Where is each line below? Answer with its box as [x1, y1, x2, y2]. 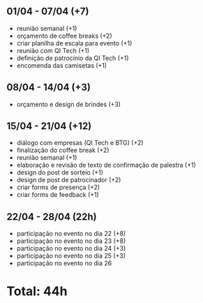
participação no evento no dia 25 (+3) [16, 251, 126, 260]
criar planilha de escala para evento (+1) [16, 38, 133, 47]
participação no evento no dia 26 [16, 259, 112, 267]
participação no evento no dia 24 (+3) [16, 244, 126, 253]
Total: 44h [6, 283, 68, 300]
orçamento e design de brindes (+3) [16, 100, 121, 108]
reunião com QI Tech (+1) [16, 46, 90, 54]
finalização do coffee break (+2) [16, 146, 110, 154]
